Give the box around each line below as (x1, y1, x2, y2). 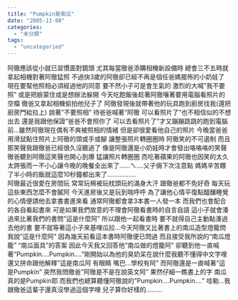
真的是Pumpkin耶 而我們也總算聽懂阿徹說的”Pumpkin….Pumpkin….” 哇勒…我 (7, 277, 231, 284)
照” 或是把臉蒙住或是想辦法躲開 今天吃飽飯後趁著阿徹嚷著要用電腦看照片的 (7, 90, 226, 99)
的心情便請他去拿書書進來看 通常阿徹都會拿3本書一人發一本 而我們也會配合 (7, 196, 227, 205)
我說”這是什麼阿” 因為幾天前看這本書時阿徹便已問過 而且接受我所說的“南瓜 (7, 232, 225, 240)
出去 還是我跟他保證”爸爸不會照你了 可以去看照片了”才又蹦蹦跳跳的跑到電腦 (7, 117, 229, 125)
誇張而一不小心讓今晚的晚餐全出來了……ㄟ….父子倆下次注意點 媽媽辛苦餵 (13, 161, 227, 170)
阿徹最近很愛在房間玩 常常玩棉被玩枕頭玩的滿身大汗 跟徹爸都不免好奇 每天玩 (7, 179, 231, 187)
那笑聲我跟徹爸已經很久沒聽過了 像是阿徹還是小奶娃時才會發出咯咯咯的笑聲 (7, 143, 227, 152)
